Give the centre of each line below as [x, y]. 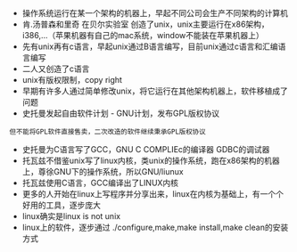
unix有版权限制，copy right [72, 80]
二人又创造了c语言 [56, 69]
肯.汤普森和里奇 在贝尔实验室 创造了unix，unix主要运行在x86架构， [145, 24]
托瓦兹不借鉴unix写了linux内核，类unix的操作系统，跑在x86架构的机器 [151, 160]
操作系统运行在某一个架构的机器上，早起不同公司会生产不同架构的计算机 [155, 13]
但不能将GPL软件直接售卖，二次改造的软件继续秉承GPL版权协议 [108, 132]
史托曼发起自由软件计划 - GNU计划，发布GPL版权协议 [121, 113]
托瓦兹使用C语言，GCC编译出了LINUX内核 [100, 183]
